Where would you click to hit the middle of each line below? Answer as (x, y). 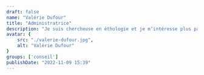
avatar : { (19, 34)
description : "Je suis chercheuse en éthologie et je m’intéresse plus (99, 29)
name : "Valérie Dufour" (36, 18)
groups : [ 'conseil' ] (32, 57)
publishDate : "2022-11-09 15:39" (49, 62)
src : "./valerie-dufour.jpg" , (56, 40)
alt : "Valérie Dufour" (46, 46)
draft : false (23, 12)
